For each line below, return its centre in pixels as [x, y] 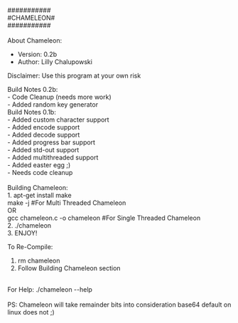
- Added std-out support [43, 150]
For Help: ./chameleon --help [50, 290]
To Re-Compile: [30, 247]
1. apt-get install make [40, 195]
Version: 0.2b [37, 54]
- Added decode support [44, 135]
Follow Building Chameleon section [69, 268]
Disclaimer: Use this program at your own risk [74, 75]
